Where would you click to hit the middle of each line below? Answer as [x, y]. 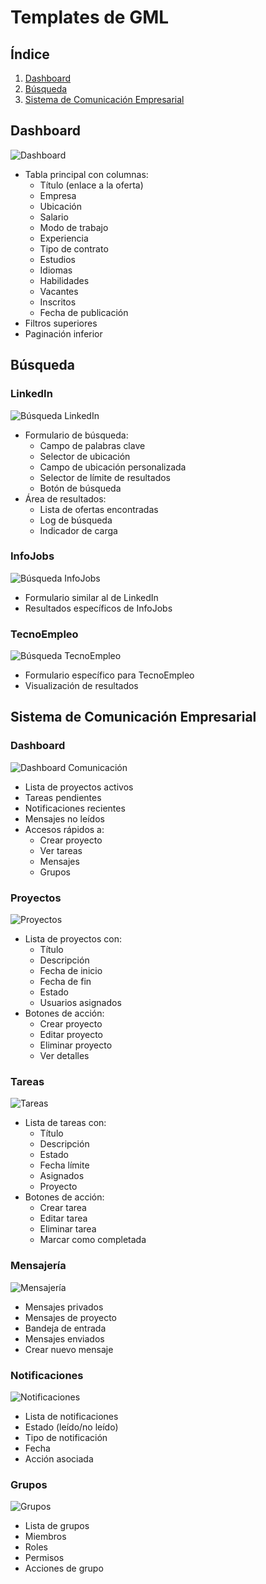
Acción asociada [59, 1458]
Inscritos [58, 302]
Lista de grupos [57, 1526]
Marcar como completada [93, 1240]
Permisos [44, 1558]
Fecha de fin [65, 982]
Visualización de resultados [81, 686]
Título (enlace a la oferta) [91, 185]
